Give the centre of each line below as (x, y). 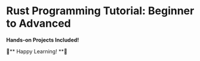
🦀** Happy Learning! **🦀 (37, 51)
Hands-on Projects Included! (43, 40)
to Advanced (39, 23)
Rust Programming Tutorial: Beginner (100, 11)
